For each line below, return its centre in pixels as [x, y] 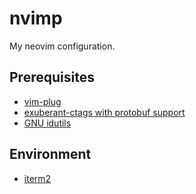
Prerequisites [52, 77]
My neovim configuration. [62, 46]
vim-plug [42, 101]
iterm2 [37, 178]
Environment [50, 154]
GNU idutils [47, 123]
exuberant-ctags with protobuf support [104, 112]
